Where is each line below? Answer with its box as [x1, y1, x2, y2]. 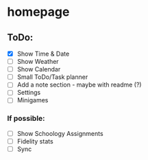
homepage [7, 4, 70, 20]
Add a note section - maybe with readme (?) [16, 80, 142, 89]
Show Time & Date [16, 49, 70, 58]
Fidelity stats [16, 137, 53, 145]
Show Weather [16, 58, 60, 66]
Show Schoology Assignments [16, 129, 104, 137]
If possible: [7, 114, 46, 124]
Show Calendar [16, 65, 61, 73]
